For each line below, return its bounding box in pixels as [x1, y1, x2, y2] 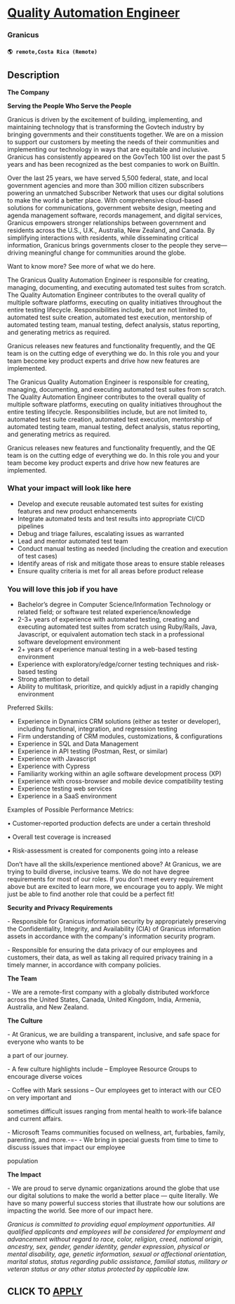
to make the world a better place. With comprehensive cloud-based [7, 196, 203, 205]
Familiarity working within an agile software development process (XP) [17, 769, 222, 778]
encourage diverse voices [7, 1073, 83, 1081]
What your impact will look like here [7, 483, 132, 493]
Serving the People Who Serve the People [7, 101, 132, 110]
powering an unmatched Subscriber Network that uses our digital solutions [7, 188, 224, 197]
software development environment [17, 638, 121, 646]
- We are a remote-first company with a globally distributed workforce [7, 988, 210, 997]
